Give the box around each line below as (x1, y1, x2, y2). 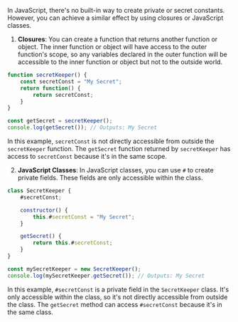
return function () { (20, 85, 81, 92)
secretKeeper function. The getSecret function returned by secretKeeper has (7, 145, 231, 152)
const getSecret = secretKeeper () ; (7, 118, 113, 125)
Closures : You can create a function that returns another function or (17, 35, 218, 43)
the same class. (7, 308, 53, 316)
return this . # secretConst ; (33, 239, 113, 246)
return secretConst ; (33, 91, 94, 98)
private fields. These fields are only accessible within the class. (17, 174, 203, 182)
